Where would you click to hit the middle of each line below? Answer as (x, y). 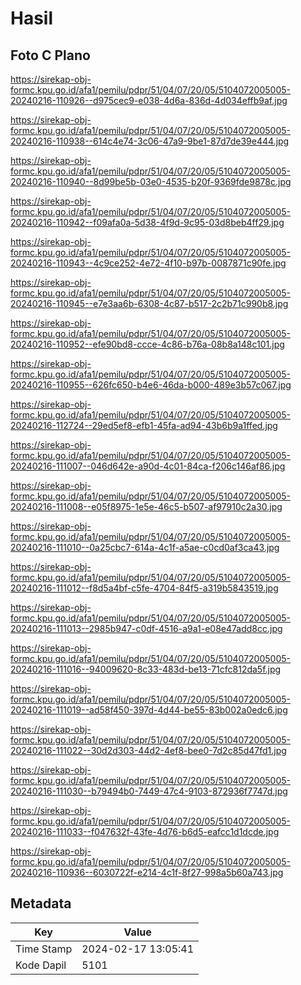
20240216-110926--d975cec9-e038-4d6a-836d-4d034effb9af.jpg (149, 100)
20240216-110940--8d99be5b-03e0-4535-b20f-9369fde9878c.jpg (151, 181)
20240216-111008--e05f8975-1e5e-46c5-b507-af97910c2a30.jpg (146, 506)
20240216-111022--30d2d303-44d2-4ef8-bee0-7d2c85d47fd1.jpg (148, 750)
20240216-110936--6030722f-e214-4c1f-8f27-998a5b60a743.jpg (147, 872)
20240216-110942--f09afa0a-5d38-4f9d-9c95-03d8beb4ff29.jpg (147, 222)
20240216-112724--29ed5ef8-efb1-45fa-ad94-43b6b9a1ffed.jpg (144, 425)
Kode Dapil (41, 965)
